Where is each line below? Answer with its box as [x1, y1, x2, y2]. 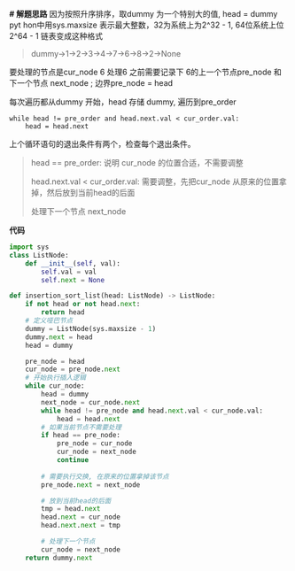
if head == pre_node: [41, 431, 121, 440]
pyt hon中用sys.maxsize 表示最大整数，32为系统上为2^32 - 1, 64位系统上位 [9, 19, 284, 30]
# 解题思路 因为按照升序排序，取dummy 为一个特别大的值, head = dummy [9, 9, 278, 19]
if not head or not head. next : [25, 300, 141, 309]
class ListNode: [9, 251, 69, 259]
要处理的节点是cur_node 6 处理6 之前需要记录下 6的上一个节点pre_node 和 [9, 66, 282, 77]
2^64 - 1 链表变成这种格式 [9, 31, 104, 41]
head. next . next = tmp [41, 521, 121, 530]
